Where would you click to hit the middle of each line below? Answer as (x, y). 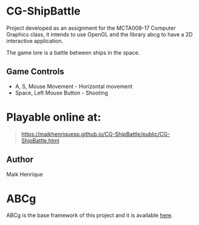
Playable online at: (54, 117)
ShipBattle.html (40, 140)
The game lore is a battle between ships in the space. (73, 52)
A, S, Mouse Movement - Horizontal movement (74, 86)
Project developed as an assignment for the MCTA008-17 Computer (91, 28)
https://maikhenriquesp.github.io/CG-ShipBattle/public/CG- (96, 134)
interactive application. (35, 41)
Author (20, 160)
